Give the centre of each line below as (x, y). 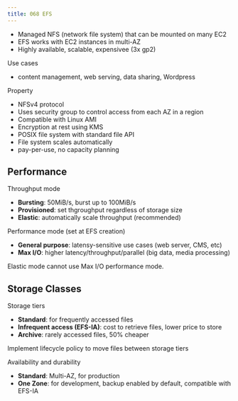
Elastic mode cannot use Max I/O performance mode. (86, 266)
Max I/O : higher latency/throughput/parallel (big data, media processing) (124, 253)
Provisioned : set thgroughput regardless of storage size (100, 210)
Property (20, 90)
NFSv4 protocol (41, 104)
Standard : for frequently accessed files (75, 319)
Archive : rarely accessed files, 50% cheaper (83, 335)
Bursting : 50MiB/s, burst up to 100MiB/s (77, 202)
